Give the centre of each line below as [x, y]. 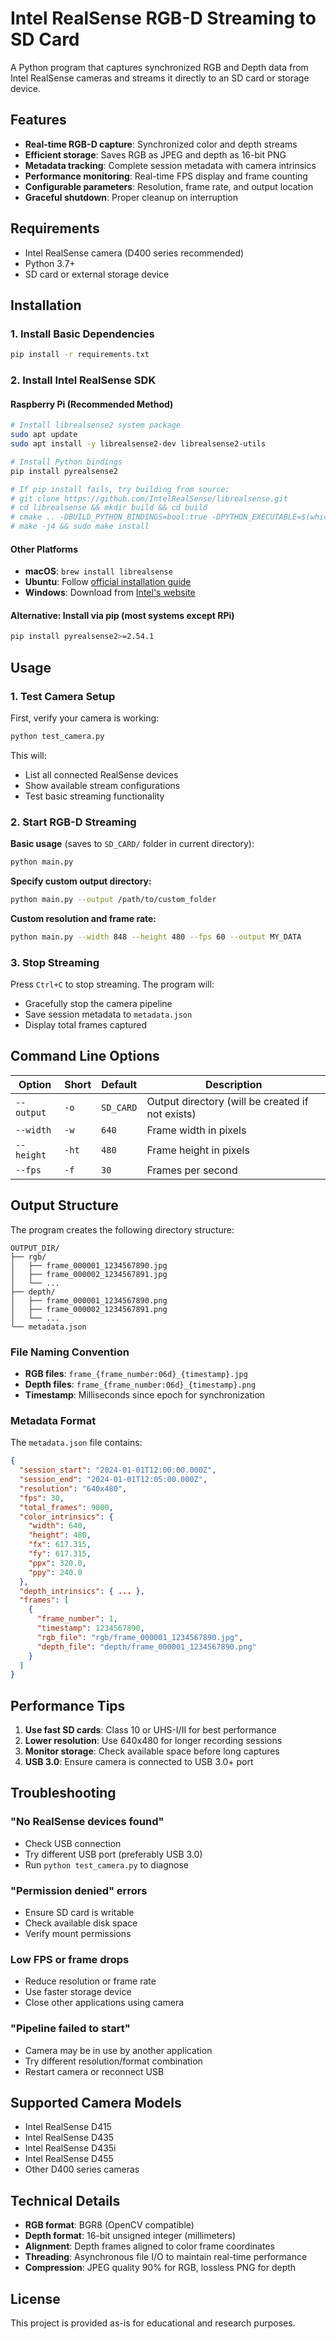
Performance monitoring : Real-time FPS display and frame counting [166, 176]
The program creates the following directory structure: [122, 1229]
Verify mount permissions [78, 1934]
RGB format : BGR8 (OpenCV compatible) [109, 2225]
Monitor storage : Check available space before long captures [152, 1751]
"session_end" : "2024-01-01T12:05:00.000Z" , [113, 1480]
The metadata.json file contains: [76, 1443]
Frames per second [192, 1170]
